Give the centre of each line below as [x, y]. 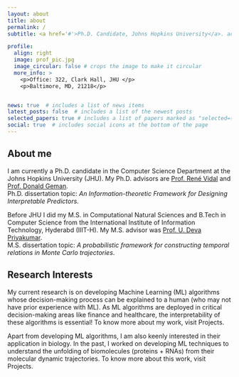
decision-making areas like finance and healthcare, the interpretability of [114, 315]
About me [30, 154]
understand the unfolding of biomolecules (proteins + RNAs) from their [111, 351]
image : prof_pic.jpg [44, 60]
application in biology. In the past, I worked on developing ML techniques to [118, 343]
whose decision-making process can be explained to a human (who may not [119, 300]
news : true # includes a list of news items [76, 105]
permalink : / [27, 27]
